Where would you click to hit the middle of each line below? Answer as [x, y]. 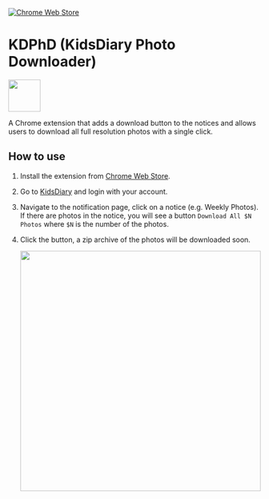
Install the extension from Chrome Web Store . [95, 175]
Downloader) [52, 62]
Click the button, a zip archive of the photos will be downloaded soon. [135, 239]
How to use [37, 157]
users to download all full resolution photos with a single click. [111, 131]
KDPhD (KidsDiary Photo [92, 45]
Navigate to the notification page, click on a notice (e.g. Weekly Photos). [139, 207]
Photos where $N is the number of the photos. [94, 223]
